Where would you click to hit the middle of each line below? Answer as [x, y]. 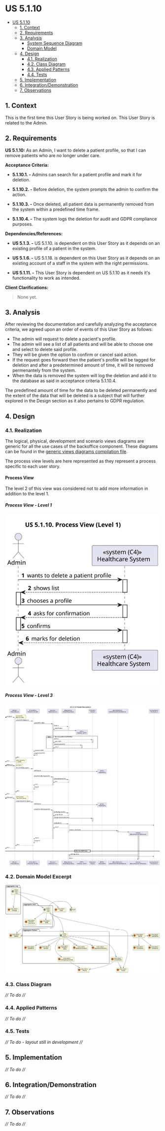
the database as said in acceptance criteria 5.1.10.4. [64, 381]
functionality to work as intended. [46, 278]
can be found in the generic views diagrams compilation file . [66, 452]
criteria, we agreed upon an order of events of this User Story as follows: [79, 329]
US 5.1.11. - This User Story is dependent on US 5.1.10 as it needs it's [81, 273]
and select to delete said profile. [45, 350]
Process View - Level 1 [29, 505]
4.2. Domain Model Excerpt [38, 876]
